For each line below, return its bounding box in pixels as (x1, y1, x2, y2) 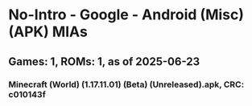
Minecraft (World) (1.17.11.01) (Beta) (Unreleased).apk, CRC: (8, 79, 245, 90)
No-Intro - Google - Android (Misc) (8, 6, 244, 24)
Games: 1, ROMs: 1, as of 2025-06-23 (8, 55, 200, 68)
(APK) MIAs (8, 22, 89, 41)
